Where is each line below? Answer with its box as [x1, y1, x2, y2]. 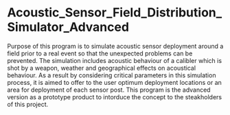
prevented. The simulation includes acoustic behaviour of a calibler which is [7, 56, 222, 64]
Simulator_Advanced [7, 19, 129, 35]
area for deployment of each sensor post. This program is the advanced [7, 86, 211, 94]
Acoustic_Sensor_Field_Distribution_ [7, 5, 222, 21]
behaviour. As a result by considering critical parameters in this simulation [7, 71, 216, 79]
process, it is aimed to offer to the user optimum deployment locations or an [7, 78, 222, 86]
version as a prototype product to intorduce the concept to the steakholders [7, 92, 222, 101]
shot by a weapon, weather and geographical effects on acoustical [7, 64, 196, 72]
